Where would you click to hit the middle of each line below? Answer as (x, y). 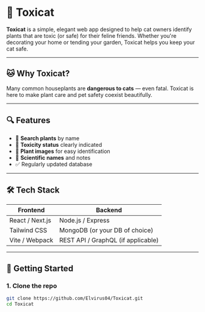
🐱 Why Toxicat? (38, 73)
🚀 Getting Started (40, 268)
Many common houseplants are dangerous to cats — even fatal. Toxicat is (100, 88)
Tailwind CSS (28, 230)
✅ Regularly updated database (54, 164)
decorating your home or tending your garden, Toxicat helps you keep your (101, 42)
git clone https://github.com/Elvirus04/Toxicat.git (75, 299)
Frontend (31, 210)
